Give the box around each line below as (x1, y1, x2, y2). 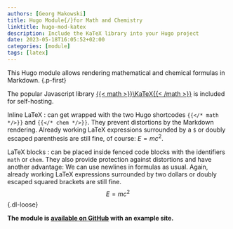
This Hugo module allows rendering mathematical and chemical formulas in (7, 68, 226, 77)
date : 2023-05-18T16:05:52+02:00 (7, 36, 105, 43)
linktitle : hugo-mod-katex (7, 23, 86, 30)
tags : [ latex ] (7, 50, 49, 57)
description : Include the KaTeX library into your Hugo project (7, 29, 199, 37)
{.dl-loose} (7, 200, 39, 209)
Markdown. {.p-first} (7, 76, 67, 84)
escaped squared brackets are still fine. (7, 177, 121, 186)
